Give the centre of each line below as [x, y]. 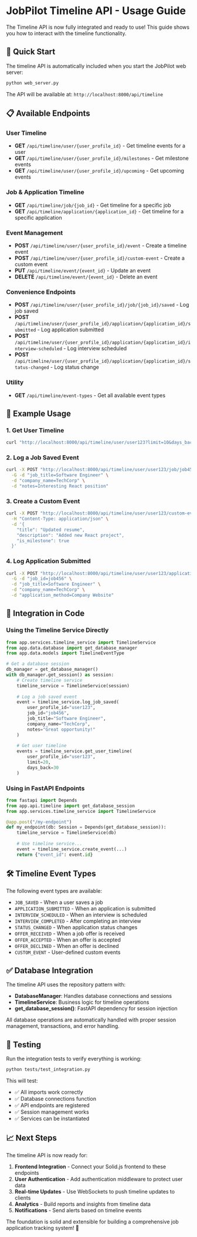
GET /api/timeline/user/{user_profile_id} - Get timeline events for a [100, 146]
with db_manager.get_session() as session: [60, 675]
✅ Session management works [52, 1112]
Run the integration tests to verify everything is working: [74, 1059]
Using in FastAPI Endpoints [45, 788]
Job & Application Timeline [45, 192]
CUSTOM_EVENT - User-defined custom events [67, 952]
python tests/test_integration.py [48, 1070]
